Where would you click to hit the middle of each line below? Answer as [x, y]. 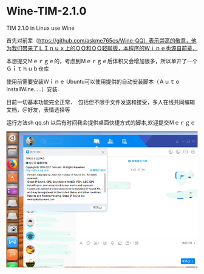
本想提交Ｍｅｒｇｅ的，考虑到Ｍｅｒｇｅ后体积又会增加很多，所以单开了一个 [102, 61]
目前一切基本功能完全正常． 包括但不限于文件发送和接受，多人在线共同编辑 [101, 102]
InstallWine [20, 89]
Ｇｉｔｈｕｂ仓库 [28, 69]
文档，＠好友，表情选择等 [38, 109]
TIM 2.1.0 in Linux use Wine [40, 28]
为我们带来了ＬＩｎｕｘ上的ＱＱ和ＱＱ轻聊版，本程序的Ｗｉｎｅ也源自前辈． [102, 48]
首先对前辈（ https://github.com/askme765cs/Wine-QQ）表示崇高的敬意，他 [101, 40]
